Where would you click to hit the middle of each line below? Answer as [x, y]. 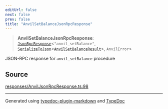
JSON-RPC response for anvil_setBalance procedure [60, 59]
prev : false [17, 19]
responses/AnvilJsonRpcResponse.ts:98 [47, 86]
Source [17, 74]
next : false [17, 15]
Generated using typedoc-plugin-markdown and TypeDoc [65, 101]
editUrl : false [21, 10]
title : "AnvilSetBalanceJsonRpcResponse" [49, 24]
